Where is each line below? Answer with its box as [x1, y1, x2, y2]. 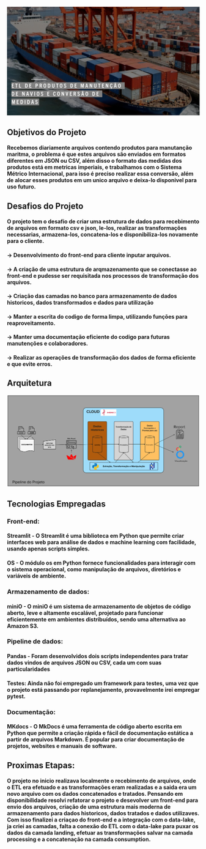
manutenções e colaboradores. [7, 340, 88, 347]
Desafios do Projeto [7, 201, 84, 211]
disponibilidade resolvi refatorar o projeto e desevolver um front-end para [7, 796, 198, 804]
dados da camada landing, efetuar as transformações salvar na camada [7, 829, 193, 837]
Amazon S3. [7, 622, 39, 629]
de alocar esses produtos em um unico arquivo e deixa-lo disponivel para [7, 177, 197, 184]
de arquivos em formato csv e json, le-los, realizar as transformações [7, 224, 187, 232]
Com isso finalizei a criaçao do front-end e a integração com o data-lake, [7, 816, 196, 823]
